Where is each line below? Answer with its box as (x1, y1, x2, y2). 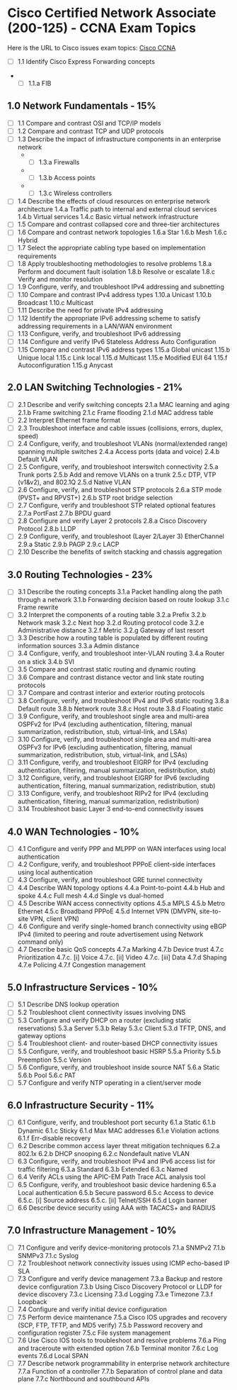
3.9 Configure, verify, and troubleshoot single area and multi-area (17, 711, 209, 721)
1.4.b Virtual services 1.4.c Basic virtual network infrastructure (17, 213, 199, 221)
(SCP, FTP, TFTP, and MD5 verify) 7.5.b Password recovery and (17, 1320, 203, 1329)
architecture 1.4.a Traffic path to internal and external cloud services (17, 205, 217, 213)
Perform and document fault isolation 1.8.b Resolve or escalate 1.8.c (17, 267, 216, 276)
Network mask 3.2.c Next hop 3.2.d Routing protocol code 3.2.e (17, 618, 204, 627)
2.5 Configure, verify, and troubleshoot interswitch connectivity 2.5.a (17, 462, 219, 471)
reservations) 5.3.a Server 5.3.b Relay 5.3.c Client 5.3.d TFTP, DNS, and (17, 1024, 226, 1033)
